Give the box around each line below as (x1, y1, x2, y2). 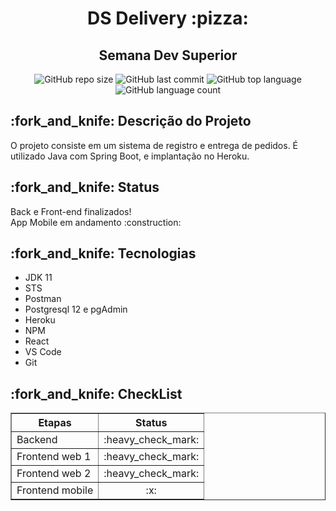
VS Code (24, 346, 62, 358)
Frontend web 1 (16, 450, 92, 464)
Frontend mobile (16, 483, 94, 497)
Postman (24, 293, 62, 305)
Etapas (38, 416, 72, 430)
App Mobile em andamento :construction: (10, 216, 182, 228)
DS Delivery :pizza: (87, 7, 249, 30)
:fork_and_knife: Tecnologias (10, 245, 197, 262)
